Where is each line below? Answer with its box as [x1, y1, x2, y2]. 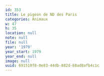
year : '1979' [5, 44, 32, 49]
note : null [5, 35, 28, 40]
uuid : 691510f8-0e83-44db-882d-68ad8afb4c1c [5, 63, 99, 68]
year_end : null [5, 53, 37, 59]
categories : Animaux [5, 16, 48, 21]
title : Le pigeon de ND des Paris [5, 12, 77, 17]
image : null [5, 58, 30, 63]
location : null [5, 30, 37, 35]
